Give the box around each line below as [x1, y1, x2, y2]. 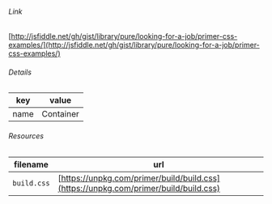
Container [41, 108, 79, 120]
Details [8, 67, 32, 77]
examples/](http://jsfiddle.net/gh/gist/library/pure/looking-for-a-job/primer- [8, 40, 261, 50]
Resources [8, 131, 45, 141]
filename [13, 159, 49, 170]
